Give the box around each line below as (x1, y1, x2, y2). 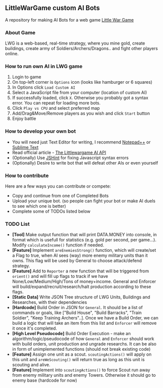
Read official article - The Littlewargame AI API (12, 149, 106, 155)
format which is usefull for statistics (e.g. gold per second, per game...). (12, 237, 157, 243)
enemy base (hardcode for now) (12, 377, 77, 384)
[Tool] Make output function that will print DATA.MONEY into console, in (12, 232, 157, 238)
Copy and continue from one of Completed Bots (12, 193, 109, 198)
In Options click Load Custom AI (12, 84, 76, 90)
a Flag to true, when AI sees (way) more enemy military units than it (12, 252, 148, 259)
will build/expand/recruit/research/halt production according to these (12, 284, 151, 290)
